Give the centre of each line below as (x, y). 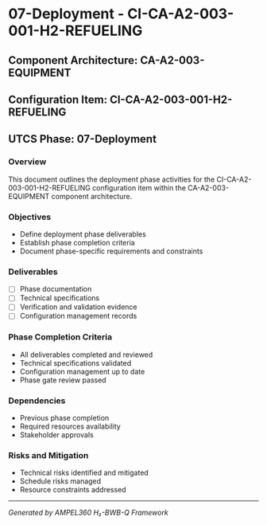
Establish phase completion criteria (77, 242)
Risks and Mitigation (48, 456)
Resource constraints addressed (73, 490)
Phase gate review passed (63, 380)
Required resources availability (70, 426)
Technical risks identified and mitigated (84, 473)
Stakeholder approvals (56, 435)
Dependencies (37, 401)
